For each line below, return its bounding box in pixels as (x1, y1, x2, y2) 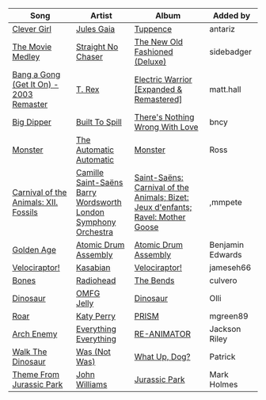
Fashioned (134, 47, 173, 57)
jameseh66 (209, 262, 252, 272)
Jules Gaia (76, 24, 116, 34)
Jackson (209, 324, 241, 334)
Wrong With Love (134, 122, 199, 132)
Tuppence (134, 24, 173, 34)
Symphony (76, 217, 116, 227)
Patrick (209, 352, 236, 362)
